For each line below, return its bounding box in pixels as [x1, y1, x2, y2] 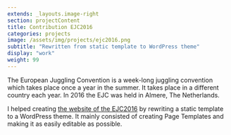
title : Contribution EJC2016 [7, 23, 93, 30]
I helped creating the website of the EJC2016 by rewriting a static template [7, 104, 224, 113]
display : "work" [7, 50, 55, 57]
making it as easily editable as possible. [7, 119, 123, 128]
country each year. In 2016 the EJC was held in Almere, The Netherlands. [7, 90, 220, 99]
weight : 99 [7, 57, 39, 64]
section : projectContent [7, 17, 80, 24]
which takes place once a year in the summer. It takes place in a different [7, 83, 220, 92]
